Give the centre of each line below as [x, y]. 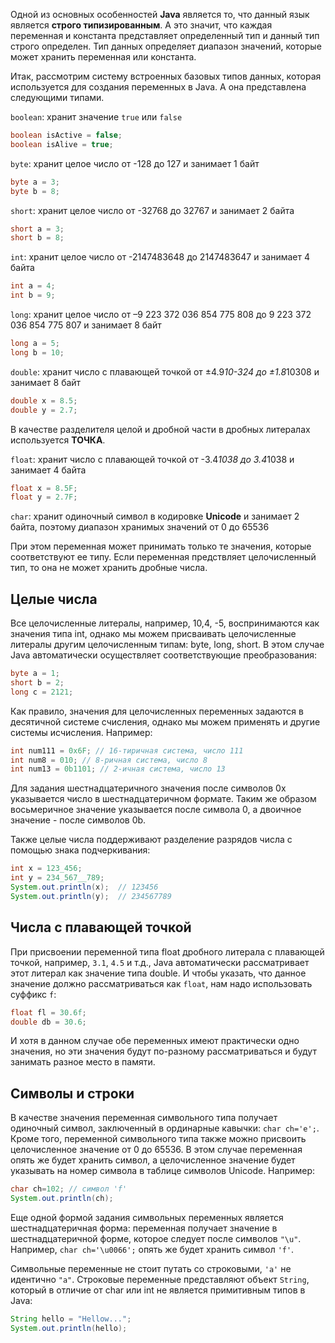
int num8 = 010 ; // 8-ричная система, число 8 [109, 760]
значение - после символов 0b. [78, 820]
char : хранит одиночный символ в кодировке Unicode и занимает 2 [155, 516]
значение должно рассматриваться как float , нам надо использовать [161, 983]
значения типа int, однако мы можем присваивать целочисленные [153, 634]
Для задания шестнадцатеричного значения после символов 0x [148, 788]
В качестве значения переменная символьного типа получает [144, 1118]
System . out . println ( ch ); [62, 1199]
